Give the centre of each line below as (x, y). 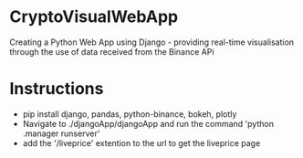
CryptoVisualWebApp (94, 17)
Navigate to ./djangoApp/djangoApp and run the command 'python (148, 123)
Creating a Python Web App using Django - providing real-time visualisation (152, 42)
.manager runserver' (61, 133)
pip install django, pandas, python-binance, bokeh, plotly (130, 114)
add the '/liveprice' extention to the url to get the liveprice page (141, 142)
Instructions (57, 89)
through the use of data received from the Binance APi (112, 51)
